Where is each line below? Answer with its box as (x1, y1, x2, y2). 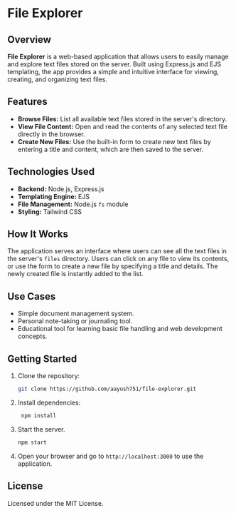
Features (7, 96, 48, 108)
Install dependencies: (17, 398, 81, 407)
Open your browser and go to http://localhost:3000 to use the (17, 452, 204, 460)
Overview (7, 34, 52, 46)
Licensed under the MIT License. (7, 499, 104, 507)
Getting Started (7, 352, 77, 365)
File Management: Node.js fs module (17, 200, 129, 208)
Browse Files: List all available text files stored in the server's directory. (17, 114, 227, 123)
